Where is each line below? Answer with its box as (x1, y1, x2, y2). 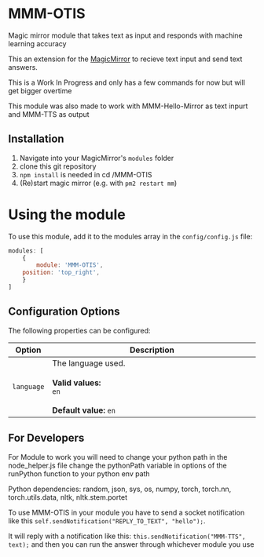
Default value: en (52, 405, 116, 416)
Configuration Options (8, 305, 120, 319)
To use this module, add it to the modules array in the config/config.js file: (8, 231, 253, 241)
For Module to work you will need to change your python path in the (8, 452, 228, 461)
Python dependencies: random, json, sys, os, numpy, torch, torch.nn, (8, 484, 232, 493)
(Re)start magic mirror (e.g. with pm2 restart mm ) (19, 178, 178, 187)
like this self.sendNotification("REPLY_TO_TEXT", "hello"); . (8, 515, 206, 526)
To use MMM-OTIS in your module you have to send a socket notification (8, 508, 245, 517)
